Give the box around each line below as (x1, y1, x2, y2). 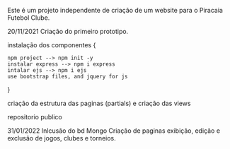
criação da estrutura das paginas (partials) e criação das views (7, 99, 191, 107)
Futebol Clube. (7, 13, 50, 22)
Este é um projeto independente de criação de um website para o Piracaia (7, 6, 223, 14)
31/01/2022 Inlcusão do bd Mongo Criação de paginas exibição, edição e (7, 126, 221, 135)
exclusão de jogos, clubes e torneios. (7, 134, 117, 142)
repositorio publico (7, 113, 62, 121)
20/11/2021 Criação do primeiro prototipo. (7, 28, 129, 35)
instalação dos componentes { (7, 41, 96, 49)
